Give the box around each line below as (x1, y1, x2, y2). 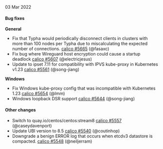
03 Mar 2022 (5, 4, 32, 10)
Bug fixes (5, 15, 25, 21)
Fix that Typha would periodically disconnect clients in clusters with (12, 36, 148, 41)
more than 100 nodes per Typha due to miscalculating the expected (12, 41, 147, 47)
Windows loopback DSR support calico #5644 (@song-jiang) (12, 96, 135, 102)
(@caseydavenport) (12, 123, 52, 129)
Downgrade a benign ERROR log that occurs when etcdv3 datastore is (12, 133, 153, 139)
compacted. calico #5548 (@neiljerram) (12, 138, 92, 144)
